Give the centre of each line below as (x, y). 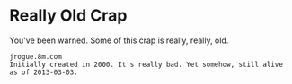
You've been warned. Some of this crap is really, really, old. (119, 40)
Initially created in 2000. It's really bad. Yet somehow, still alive (146, 64)
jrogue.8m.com (36, 56)
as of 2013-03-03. (44, 72)
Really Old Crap (68, 16)
